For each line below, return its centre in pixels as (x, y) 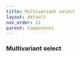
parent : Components (30, 28)
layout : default (26, 17)
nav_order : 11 (24, 22)
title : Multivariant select (41, 11)
